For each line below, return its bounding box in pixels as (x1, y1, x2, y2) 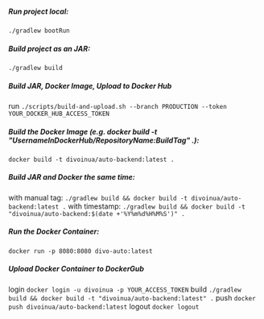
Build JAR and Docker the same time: (8, 172, 135, 182)
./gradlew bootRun (8, 27, 70, 35)
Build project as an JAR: (8, 43, 91, 53)
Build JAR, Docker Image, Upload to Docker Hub (8, 81, 172, 90)
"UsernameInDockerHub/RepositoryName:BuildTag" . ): (8, 135, 200, 145)
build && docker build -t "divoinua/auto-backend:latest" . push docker (8, 292, 256, 302)
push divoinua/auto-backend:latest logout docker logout (8, 301, 200, 311)
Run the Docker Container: (8, 226, 100, 237)
